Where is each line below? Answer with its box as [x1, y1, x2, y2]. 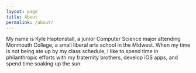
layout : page [6, 8, 38, 15]
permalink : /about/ [6, 19, 54, 25]
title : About [6, 14, 38, 20]
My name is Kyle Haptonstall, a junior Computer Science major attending [6, 36, 181, 43]
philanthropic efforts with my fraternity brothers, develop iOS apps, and [6, 54, 178, 61]
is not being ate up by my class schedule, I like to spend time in [6, 48, 159, 55]
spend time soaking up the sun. [6, 60, 82, 67]
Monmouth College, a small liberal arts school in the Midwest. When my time [6, 41, 191, 48]
